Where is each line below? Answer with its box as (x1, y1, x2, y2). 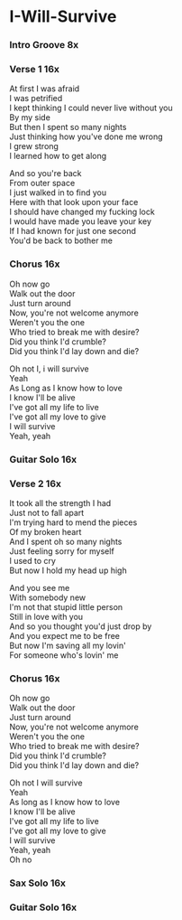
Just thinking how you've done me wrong (9, 131, 163, 142)
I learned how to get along (9, 151, 107, 162)
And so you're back (9, 168, 83, 179)
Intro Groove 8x (9, 39, 79, 52)
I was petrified (9, 93, 63, 104)
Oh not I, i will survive (9, 363, 89, 374)
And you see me (9, 582, 70, 593)
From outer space (9, 178, 76, 189)
